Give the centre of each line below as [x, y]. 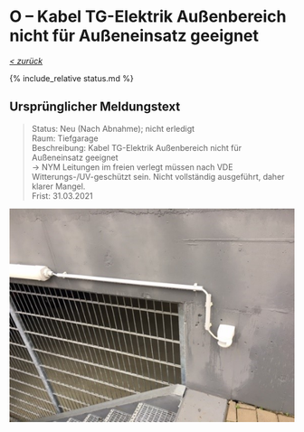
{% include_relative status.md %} [71, 78]
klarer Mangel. [58, 186]
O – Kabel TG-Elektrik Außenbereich [148, 17]
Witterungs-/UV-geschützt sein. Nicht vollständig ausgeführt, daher [158, 176]
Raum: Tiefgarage [65, 138]
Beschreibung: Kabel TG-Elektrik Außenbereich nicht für [137, 147]
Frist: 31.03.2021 [62, 195]
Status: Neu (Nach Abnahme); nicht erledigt [113, 128]
